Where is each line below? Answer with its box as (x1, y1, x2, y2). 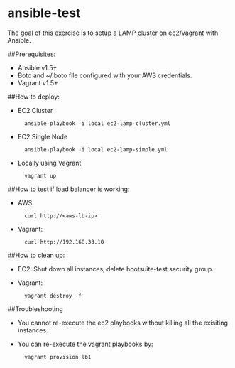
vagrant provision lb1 (24, 353, 92, 360)
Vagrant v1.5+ (17, 78, 59, 87)
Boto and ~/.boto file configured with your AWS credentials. (17, 71, 192, 80)
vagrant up (24, 172, 57, 179)
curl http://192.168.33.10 (24, 238, 104, 246)
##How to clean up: (7, 251, 65, 259)
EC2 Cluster (17, 106, 53, 114)
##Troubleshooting (7, 304, 64, 313)
